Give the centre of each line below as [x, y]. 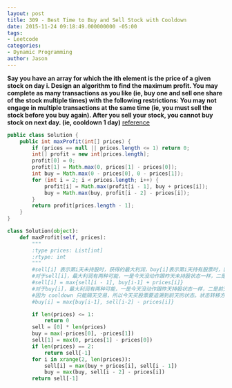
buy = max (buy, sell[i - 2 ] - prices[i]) [105, 372]
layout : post [26, 13]
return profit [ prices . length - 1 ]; [83, 206]
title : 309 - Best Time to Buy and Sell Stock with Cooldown [97, 20]
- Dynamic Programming [40, 53]
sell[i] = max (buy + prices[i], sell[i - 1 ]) [110, 366]
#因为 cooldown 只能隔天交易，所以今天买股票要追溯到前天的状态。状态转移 [126, 295]
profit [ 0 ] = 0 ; [54, 161]
